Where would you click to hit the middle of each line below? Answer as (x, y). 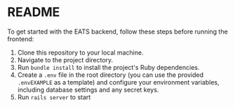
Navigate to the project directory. (65, 59)
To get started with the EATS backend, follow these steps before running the (117, 31)
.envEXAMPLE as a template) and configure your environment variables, (118, 82)
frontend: (21, 38)
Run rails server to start (54, 97)
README (34, 12)
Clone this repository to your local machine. (80, 52)
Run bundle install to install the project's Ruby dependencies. (108, 67)
